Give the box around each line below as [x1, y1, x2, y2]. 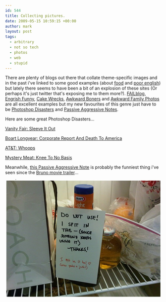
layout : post [5, 29, 32, 34]
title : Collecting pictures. [5, 13, 65, 18]
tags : [5, 34, 16, 39]
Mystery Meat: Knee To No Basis [5, 155, 72, 161]
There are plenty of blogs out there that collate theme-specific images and [5, 75, 158, 81]
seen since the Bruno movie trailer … [5, 170, 79, 176]
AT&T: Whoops [5, 145, 36, 151]
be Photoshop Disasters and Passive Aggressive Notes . [5, 106, 119, 112]
